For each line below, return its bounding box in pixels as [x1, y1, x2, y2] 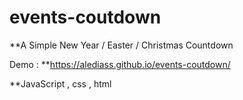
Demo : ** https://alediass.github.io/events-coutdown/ [9, 58, 231, 70]
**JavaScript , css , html [9, 77, 112, 90]
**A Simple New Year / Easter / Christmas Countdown [9, 39, 234, 51]
